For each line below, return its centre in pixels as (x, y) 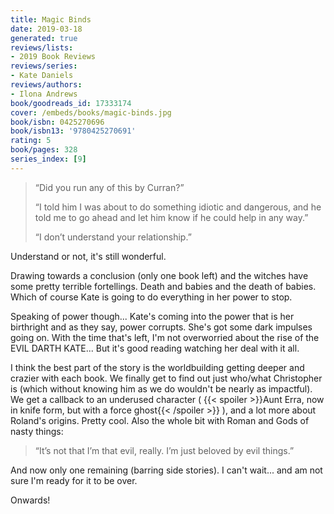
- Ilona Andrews (44, 94)
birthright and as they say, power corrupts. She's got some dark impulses (161, 327)
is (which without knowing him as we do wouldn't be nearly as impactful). (161, 388)
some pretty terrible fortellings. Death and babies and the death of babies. (163, 286)
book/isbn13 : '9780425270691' (73, 131)
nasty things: (37, 431)
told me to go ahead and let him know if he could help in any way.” (171, 217)
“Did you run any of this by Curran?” (109, 187)
